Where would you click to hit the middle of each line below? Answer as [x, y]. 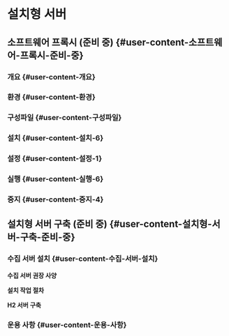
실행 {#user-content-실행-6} [56, 179]
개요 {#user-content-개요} [51, 77]
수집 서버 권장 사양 [32, 275]
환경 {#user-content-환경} [51, 97]
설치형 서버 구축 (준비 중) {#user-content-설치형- [110, 224]
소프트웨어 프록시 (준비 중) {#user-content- [98, 42]
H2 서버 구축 [24, 305]
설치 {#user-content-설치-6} [56, 138]
